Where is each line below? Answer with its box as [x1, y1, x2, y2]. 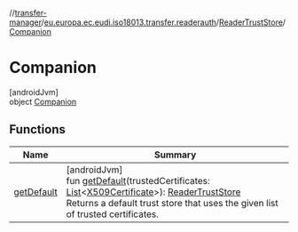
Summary [153, 148, 197, 161]
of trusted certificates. [66, 208, 160, 220]
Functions [9, 122, 67, 137]
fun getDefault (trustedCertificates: [66, 174, 210, 187]
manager [9, 17, 42, 28]
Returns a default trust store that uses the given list [66, 196, 279, 209]
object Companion [9, 96, 77, 107]
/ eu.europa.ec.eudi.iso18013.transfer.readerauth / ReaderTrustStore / [41, 17, 286, 28]
